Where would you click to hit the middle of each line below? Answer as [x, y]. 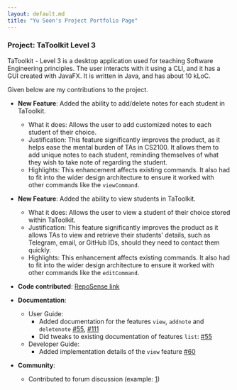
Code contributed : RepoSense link [68, 286]
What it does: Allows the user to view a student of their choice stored [129, 212]
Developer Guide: [54, 344]
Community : [36, 365]
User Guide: [46, 313]
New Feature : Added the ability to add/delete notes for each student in [121, 103]
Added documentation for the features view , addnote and [121, 321]
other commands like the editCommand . [84, 272]
